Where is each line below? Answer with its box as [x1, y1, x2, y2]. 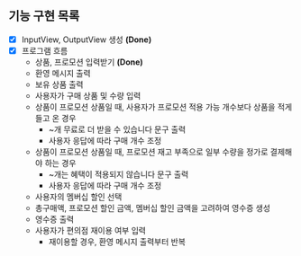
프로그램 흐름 [21, 45, 68, 56]
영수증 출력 [34, 214, 74, 225]
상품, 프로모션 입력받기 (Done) [34, 57, 143, 67]
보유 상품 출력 [34, 79, 84, 90]
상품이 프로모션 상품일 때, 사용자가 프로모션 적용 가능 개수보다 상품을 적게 [34, 102, 293, 112]
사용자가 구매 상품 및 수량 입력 [34, 90, 141, 101]
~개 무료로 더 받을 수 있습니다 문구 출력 [48, 124, 187, 135]
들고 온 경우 [34, 112, 77, 123]
